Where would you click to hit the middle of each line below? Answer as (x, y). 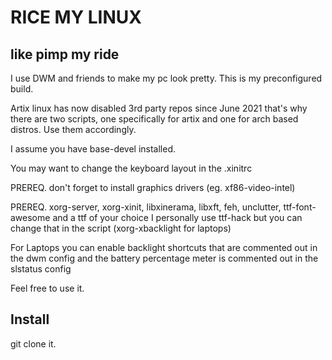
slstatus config (41, 269)
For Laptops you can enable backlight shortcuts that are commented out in (164, 247)
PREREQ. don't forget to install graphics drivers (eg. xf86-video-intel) (153, 187)
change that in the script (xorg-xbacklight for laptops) (121, 228)
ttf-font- (300, 207)
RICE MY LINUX (76, 17)
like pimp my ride (65, 54)
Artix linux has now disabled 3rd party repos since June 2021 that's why (159, 108)
